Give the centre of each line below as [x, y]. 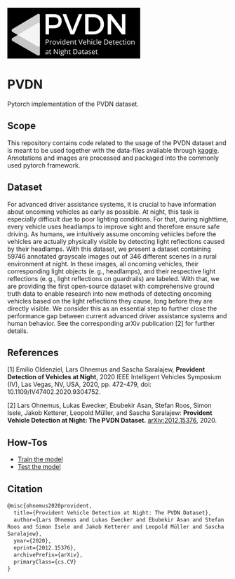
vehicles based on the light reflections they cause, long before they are [110, 301]
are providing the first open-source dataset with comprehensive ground [111, 286]
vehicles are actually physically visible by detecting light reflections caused [116, 241]
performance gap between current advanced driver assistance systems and [117, 315]
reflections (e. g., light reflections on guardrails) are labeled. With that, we [113, 278]
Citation [25, 489]
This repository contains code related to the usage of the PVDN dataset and [117, 143]
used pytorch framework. [44, 165]
